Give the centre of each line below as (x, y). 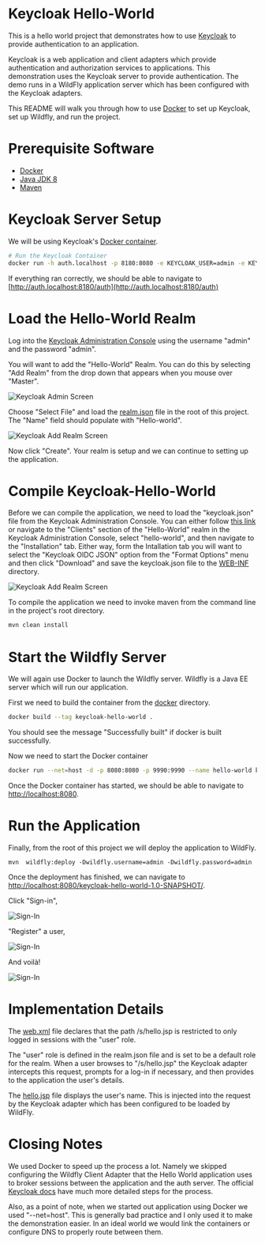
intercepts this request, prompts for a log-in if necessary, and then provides (131, 1072)
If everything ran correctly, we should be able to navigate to (105, 278)
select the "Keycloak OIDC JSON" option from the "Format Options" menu (129, 555)
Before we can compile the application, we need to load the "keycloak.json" (131, 513)
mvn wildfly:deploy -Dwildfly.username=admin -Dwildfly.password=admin (130, 862)
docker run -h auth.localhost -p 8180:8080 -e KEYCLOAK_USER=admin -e (127, 263)
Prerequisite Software (81, 149)
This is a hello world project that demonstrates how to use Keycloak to (122, 36)
